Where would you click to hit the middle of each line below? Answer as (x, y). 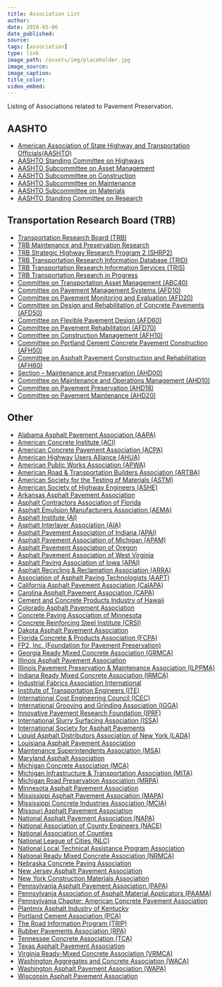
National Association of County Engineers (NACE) (90, 826)
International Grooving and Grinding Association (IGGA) (98, 705)
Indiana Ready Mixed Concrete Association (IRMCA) (93, 675)
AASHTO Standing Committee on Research (80, 198)
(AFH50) (30, 350)
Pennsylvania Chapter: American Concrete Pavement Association (112, 901)
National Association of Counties (65, 833)
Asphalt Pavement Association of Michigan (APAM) (92, 540)
